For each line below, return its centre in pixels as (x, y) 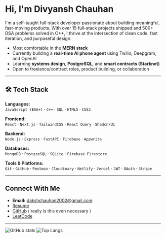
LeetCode (22, 216)
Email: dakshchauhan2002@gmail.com (52, 200)
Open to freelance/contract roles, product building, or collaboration (81, 69)
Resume (21, 205)
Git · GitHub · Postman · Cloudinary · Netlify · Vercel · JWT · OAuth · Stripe (79, 168)
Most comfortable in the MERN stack (50, 48)
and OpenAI (24, 58)
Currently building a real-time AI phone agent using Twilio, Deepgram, (84, 53)
